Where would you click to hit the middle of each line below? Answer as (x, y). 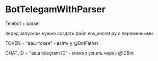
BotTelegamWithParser (56, 9)
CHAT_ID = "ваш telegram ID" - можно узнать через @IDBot (70, 53)
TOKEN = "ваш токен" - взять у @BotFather (52, 43)
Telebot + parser (23, 23)
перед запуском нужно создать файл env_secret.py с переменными (79, 33)
